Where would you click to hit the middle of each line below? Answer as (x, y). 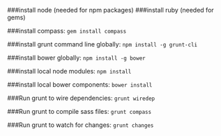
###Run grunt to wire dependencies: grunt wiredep (81, 98)
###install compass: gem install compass (67, 31)
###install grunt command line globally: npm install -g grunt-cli (102, 44)
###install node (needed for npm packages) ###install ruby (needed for (110, 10)
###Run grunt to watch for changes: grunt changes (81, 125)
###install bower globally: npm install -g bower (76, 58)
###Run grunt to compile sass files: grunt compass (79, 111)
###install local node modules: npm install (69, 71)
